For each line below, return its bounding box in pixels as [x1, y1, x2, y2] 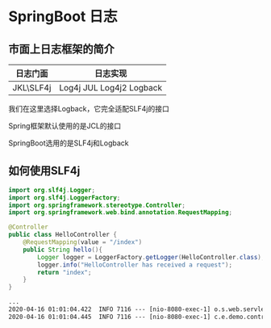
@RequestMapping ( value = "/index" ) [23, 238, 143, 246]
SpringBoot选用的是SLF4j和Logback [8, 138, 129, 148]
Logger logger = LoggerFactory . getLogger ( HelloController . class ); [37, 253, 265, 261]
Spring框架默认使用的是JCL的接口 [8, 121, 122, 130]
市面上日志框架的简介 [8, 42, 115, 56]
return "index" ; [37, 268, 92, 276]
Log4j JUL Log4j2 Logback [59, 82, 163, 93]
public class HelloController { [8, 231, 117, 239]
